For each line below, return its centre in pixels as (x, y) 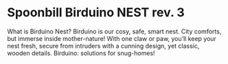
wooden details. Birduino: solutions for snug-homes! (81, 53)
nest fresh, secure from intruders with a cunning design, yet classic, (103, 46)
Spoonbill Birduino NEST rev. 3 (96, 13)
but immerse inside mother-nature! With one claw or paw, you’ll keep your (112, 38)
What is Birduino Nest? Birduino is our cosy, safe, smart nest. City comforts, (114, 31)
